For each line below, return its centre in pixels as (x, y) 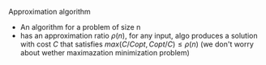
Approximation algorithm (49, 12)
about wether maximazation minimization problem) (105, 53)
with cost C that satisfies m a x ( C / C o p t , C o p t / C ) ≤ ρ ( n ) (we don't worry (137, 44)
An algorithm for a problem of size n (80, 27)
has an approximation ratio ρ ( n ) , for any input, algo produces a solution (139, 36)
